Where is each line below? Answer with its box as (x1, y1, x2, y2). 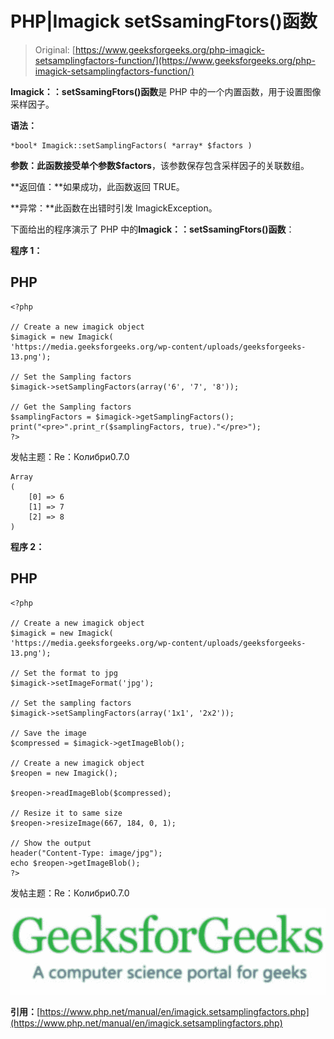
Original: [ (34, 43, 76, 56)
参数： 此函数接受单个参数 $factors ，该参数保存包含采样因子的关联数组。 (10, 159, 310, 171)
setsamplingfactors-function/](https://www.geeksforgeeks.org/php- (34, 54, 316, 66)
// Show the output (10, 838, 92, 848)
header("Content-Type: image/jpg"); (10, 848, 163, 858)
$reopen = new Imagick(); (10, 768, 118, 778)
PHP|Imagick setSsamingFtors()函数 (10, 10, 318, 33)
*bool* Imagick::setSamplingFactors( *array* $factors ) (10, 140, 253, 151)
